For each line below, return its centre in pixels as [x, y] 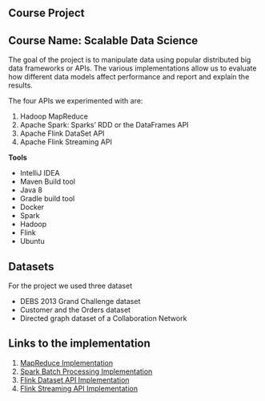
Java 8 [31, 190]
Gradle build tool [47, 199]
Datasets [31, 267]
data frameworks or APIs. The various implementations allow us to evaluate [132, 68]
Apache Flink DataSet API [62, 134]
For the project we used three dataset [70, 286]
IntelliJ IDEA [40, 173]
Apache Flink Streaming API [66, 142]
